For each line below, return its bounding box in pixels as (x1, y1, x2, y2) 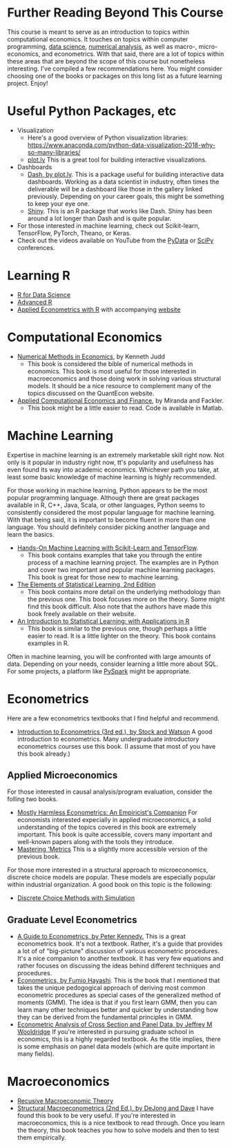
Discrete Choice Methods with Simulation (17, 894, 135, 902)
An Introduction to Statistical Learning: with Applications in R (17, 617, 190, 625)
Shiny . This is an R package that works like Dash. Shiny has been (27, 207, 213, 215)
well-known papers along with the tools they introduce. (17, 838, 175, 846)
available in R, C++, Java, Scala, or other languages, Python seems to (7, 501, 206, 509)
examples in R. (27, 639, 70, 647)
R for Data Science (17, 290, 71, 298)
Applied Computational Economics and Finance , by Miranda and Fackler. (17, 396, 224, 405)
